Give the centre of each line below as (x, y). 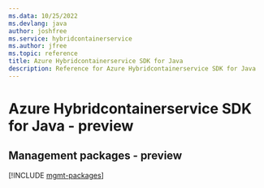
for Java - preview (71, 126)
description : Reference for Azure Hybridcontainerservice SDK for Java (132, 69)
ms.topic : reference (43, 53)
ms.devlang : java (38, 23)
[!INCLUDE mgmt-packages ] (56, 175)
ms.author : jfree (38, 46)
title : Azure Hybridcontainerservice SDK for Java (96, 62)
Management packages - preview (95, 156)
